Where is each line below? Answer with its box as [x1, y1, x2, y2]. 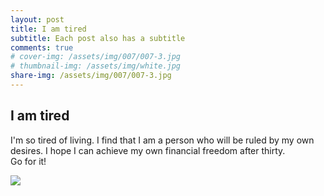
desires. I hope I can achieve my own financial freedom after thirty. [10, 144, 286, 156]
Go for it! [10, 155, 47, 167]
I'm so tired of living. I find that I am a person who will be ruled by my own [10, 134, 315, 146]
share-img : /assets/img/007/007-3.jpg [10, 71, 172, 81]
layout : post [10, 14, 65, 25]
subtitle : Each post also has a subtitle [10, 33, 186, 43]
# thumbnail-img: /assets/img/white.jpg [10, 61, 182, 71]
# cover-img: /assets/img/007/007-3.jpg [10, 52, 182, 62]
